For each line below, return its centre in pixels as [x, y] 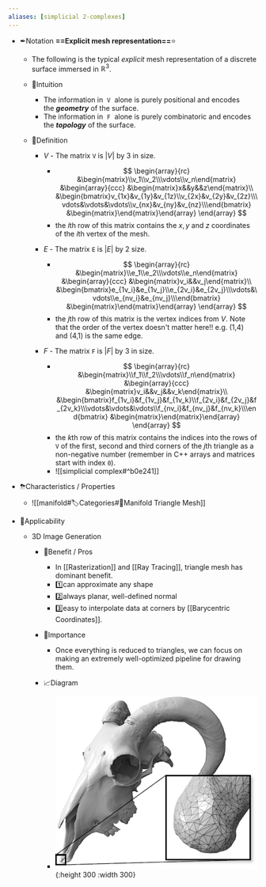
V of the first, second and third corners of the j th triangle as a [154, 446]
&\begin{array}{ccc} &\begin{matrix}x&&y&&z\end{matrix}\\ [156, 188]
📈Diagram [61, 683]
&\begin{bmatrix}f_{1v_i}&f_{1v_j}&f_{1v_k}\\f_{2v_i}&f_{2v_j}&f [157, 400]
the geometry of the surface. [91, 108]
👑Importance [64, 635]
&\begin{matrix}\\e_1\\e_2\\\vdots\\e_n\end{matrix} [156, 273]
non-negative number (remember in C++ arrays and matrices [155, 454]
